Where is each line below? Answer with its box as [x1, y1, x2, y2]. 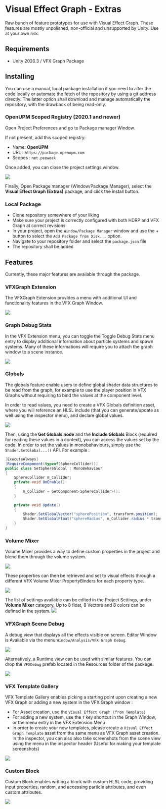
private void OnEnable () [14, 480, 65, 485]
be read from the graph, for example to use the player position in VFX [5, 387, 147, 393]
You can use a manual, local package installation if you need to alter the [5, 85, 152, 91]
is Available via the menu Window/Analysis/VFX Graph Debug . [5, 637, 127, 643]
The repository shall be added [12, 244, 74, 250]
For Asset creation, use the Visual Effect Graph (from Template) [12, 709, 146, 715]
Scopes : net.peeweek [12, 155, 56, 161]
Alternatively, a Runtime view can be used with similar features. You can [5, 656, 152, 662]
